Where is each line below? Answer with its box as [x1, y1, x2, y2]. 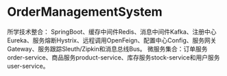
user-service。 [7, 62, 49, 70]
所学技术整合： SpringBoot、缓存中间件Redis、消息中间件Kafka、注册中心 [7, 27, 217, 36]
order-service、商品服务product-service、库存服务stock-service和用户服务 [7, 53, 221, 62]
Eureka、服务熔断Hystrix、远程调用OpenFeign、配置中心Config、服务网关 [7, 36, 217, 45]
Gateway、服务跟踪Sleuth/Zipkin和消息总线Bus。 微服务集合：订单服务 [7, 45, 208, 53]
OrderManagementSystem [7, 4, 163, 20]
